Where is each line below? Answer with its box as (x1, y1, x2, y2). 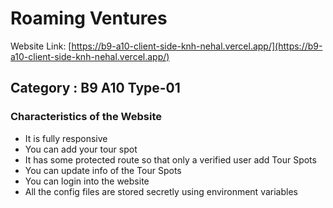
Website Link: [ (10, 40, 72, 52)
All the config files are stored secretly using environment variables (24, 185, 298, 197)
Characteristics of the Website (10, 110, 162, 124)
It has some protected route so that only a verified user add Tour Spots (24, 153, 317, 166)
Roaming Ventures (10, 7, 168, 30)
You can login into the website (24, 175, 150, 187)
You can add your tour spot (24, 143, 138, 155)
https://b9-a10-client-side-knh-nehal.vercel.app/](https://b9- (71, 40, 323, 52)
